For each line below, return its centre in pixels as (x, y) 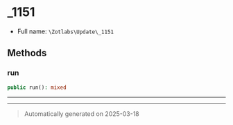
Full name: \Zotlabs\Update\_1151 (66, 31)
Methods (27, 53)
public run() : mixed (37, 87)
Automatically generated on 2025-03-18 (82, 114)
